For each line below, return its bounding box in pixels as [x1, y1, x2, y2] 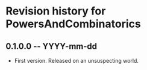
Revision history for [5, 4, 106, 18]
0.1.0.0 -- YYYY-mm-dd [5, 41, 98, 51]
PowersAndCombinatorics [5, 17, 141, 31]
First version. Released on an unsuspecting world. [14, 57, 139, 64]
